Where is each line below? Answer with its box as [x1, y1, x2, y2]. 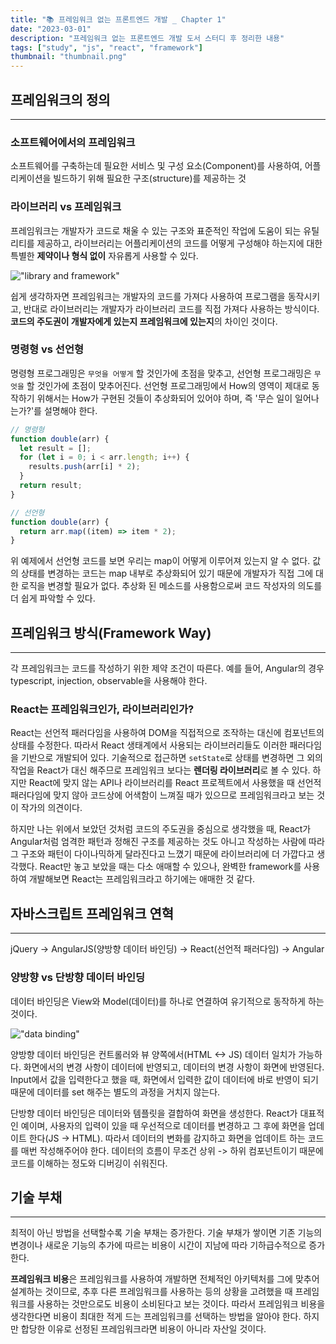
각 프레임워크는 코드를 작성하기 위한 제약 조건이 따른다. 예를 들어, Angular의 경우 [10, 662, 325, 675]
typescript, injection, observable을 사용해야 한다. [10, 675, 208, 687]
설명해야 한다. [43, 404, 98, 416]
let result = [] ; [19, 443, 92, 453]
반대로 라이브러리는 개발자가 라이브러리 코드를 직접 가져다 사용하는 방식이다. [23, 302, 320, 315]
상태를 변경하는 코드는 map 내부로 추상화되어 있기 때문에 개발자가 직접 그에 [20, 567, 314, 580]
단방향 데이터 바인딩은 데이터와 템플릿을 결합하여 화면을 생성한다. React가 [10, 1107, 298, 1119]
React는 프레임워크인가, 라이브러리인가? [10, 702, 195, 716]
